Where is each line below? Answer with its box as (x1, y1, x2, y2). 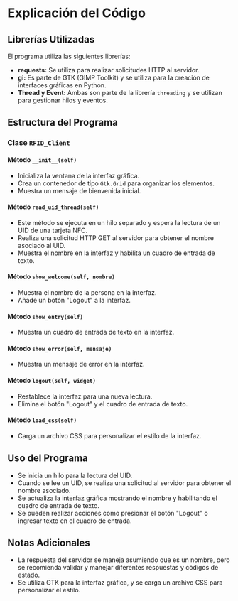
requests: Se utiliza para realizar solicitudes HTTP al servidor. (17, 66, 200, 74)
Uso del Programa (7, 453, 89, 465)
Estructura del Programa (7, 117, 119, 129)
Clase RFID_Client (7, 138, 70, 148)
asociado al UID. (17, 241, 66, 249)
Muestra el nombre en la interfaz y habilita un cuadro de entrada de (17, 249, 215, 257)
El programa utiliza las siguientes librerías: (7, 52, 131, 60)
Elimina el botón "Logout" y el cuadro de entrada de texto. (17, 399, 188, 408)
